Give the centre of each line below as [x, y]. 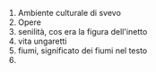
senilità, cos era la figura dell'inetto [82, 32]
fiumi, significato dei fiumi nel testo [82, 51]
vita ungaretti [42, 41]
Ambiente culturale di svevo [69, 13]
